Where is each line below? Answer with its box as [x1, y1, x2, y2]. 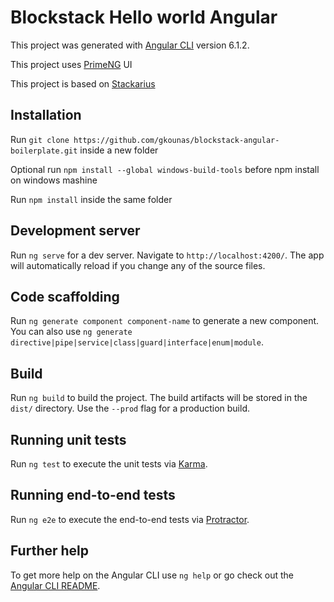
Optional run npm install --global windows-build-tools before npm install [10, 163, 320, 175]
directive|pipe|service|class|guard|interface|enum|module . [10, 336, 264, 348]
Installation [10, 107, 82, 124]
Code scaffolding [10, 288, 120, 305]
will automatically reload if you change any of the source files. [10, 259, 266, 271]
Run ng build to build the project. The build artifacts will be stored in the [10, 392, 308, 404]
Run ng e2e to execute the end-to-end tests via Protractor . [10, 513, 250, 525]
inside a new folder [79, 144, 159, 156]
